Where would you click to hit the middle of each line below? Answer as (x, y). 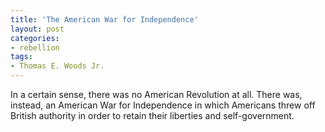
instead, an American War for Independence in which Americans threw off (163, 105)
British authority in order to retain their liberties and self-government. (152, 115)
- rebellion (35, 47)
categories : (35, 38)
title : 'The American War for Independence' (104, 19)
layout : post (37, 29)
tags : (21, 57)
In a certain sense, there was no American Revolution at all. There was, (156, 94)
